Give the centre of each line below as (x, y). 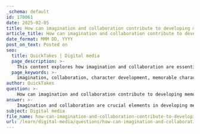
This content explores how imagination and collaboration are (96, 67)
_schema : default (28, 12)
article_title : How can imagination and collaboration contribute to (94, 34)
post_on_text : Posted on (37, 45)
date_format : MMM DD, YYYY (40, 39)
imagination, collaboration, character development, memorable (97, 78)
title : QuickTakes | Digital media (56, 56)
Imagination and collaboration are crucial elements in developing (102, 105)
